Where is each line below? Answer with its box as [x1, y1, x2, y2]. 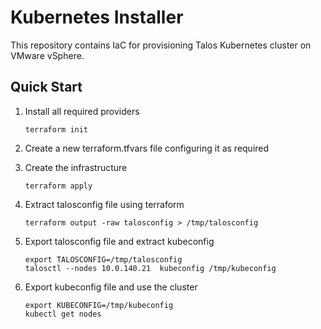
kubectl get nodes [24, 309, 102, 319]
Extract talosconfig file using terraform [24, 198, 185, 210]
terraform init [24, 124, 89, 135]
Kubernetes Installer [10, 6, 184, 29]
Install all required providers [24, 105, 140, 117]
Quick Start [10, 79, 83, 96]
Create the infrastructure [24, 161, 128, 173]
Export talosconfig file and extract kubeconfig [24, 235, 215, 247]
